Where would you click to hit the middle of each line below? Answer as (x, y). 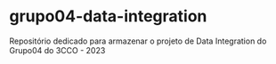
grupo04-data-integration (108, 16)
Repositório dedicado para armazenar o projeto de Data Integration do (138, 41)
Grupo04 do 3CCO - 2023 (57, 50)
